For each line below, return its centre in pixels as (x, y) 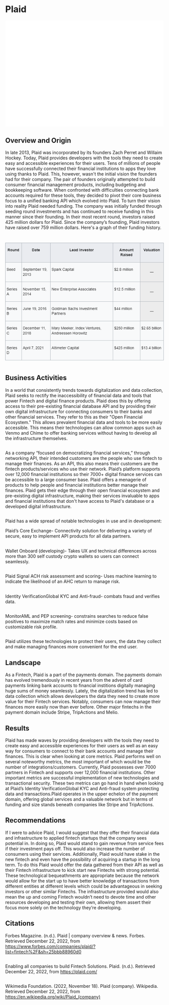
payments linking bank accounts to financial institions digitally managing (80, 686)
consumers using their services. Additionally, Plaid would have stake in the (82, 854)
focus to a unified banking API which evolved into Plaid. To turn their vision (83, 201)
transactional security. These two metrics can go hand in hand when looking (84, 783)
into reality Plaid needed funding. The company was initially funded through (84, 206)
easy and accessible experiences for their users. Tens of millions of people (83, 163)
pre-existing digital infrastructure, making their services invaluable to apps (82, 496)
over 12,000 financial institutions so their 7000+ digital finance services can (84, 474)
